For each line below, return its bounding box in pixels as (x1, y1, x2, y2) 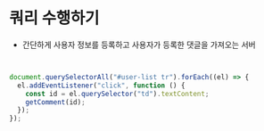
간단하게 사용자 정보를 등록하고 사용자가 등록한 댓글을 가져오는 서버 (21, 39, 256, 50)
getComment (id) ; (25, 97, 87, 107)
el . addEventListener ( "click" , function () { (17, 81, 186, 90)
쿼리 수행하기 (9, 8, 100, 29)
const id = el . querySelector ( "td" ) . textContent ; (25, 89, 210, 98)
